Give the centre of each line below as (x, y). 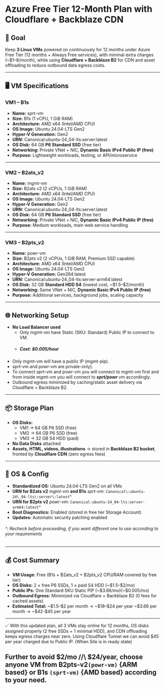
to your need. (26, 680)
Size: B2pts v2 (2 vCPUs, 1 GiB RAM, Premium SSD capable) (73, 258)
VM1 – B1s (17, 103)
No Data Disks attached (36, 443)
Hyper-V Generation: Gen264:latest (49, 274)
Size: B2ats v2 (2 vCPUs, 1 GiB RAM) (50, 188)
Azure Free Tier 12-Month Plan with (79, 9)
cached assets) (28, 601)
